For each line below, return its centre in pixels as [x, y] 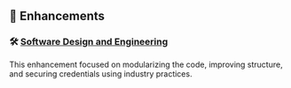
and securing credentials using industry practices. [101, 73]
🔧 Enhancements [57, 16]
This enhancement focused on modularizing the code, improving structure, [146, 64]
